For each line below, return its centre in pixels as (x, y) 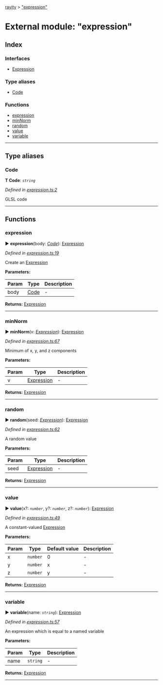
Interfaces (17, 58)
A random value (21, 439)
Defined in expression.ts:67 (32, 341)
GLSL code (16, 199)
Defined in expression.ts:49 (33, 518)
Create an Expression (26, 262)
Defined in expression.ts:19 (32, 253)
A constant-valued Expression (35, 527)
